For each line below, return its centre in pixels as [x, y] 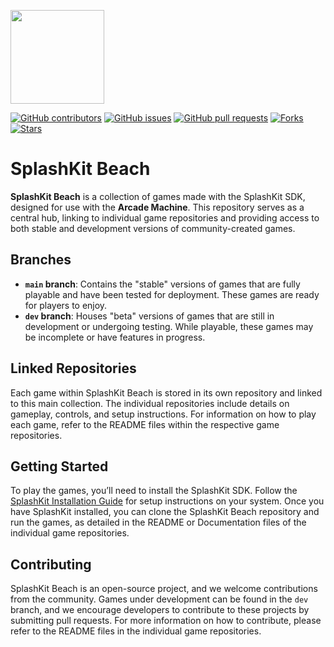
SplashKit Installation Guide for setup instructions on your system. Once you [167, 501]
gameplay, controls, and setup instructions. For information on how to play [163, 414]
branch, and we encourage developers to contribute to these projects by [160, 610]
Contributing [51, 564]
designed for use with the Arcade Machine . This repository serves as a [157, 207]
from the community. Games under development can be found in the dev [159, 599]
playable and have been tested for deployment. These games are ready [172, 294]
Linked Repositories [73, 368]
